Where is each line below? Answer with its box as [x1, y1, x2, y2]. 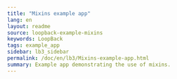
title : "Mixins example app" [7, 10, 91, 17]
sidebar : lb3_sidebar [7, 49, 70, 56]
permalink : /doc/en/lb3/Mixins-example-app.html [7, 55, 149, 62]
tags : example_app [7, 42, 60, 49]
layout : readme [7, 23, 51, 30]
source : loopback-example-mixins [7, 29, 103, 36]
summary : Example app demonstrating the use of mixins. [7, 61, 171, 68]
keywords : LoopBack [7, 36, 63, 43]
